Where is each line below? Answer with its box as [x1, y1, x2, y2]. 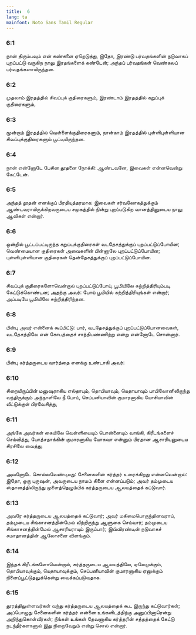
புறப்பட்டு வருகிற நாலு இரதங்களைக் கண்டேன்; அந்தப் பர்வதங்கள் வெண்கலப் [6, 59, 178, 66]
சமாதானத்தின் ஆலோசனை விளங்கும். [6, 532, 92, 539]
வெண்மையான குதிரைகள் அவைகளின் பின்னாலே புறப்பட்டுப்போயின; [6, 248, 160, 255]
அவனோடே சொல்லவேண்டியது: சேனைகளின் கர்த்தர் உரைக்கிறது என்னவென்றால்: [6, 470, 188, 477]
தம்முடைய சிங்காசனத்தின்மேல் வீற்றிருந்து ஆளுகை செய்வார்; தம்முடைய [6, 519, 167, 526]
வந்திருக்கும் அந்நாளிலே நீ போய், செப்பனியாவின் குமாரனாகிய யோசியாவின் [6, 394, 174, 401]
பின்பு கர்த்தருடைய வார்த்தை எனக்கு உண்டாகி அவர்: [6, 359, 125, 366]
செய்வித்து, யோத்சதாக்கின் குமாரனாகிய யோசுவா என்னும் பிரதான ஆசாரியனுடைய [6, 436, 188, 443]
